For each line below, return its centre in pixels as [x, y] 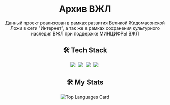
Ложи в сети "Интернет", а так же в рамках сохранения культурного [85, 28]
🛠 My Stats [85, 82]
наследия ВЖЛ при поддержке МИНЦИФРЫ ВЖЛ [85, 33]
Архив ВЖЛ [85, 9]
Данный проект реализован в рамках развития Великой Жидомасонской [85, 23]
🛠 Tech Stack [85, 50]
